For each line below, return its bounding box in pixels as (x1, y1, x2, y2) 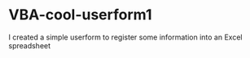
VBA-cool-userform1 (8, 6, 152, 24)
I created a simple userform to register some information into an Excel (8, 32, 243, 42)
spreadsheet (8, 40, 51, 50)
